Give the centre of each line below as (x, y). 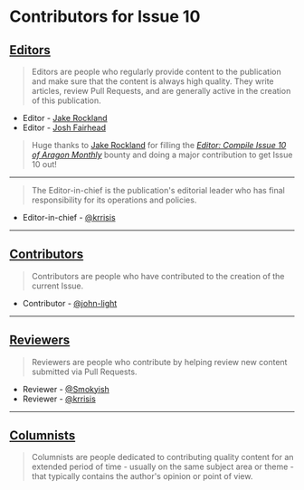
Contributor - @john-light (70, 303)
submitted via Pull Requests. (84, 372)
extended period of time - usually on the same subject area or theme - (162, 466)
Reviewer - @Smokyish (66, 389)
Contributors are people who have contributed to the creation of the (158, 276)
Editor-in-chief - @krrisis (69, 217)
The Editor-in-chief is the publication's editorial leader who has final (158, 190)
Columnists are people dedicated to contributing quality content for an (162, 457)
